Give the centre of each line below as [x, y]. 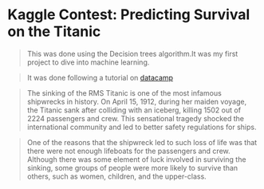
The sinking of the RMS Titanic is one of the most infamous [124, 93]
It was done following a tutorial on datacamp [100, 77]
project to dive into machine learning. [88, 62]
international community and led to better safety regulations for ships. [142, 127]
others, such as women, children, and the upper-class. [116, 176]
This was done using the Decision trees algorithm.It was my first [132, 53]
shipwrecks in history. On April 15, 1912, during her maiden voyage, [137, 101]
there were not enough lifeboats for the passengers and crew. [128, 151]
